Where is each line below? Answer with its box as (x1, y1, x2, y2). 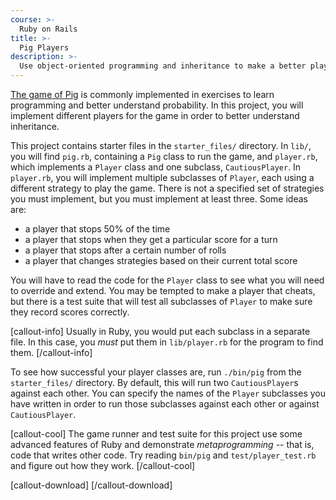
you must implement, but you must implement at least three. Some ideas (10, 193, 308, 205)
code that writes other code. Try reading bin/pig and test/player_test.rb (10, 449, 317, 461)
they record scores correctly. (10, 306, 130, 318)
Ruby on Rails (19, 24, 78, 34)
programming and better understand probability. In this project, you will (10, 99, 304, 111)
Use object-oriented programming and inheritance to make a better (19, 61, 307, 71)
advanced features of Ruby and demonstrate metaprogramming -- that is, (10, 439, 315, 450)
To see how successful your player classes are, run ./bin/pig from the (10, 366, 302, 378)
